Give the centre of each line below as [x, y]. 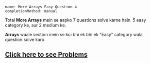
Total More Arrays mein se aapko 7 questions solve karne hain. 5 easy [76, 20]
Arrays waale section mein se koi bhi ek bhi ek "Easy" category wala [74, 34]
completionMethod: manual [31, 11]
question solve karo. [25, 39]
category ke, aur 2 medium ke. [36, 25]
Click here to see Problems [46, 55]
